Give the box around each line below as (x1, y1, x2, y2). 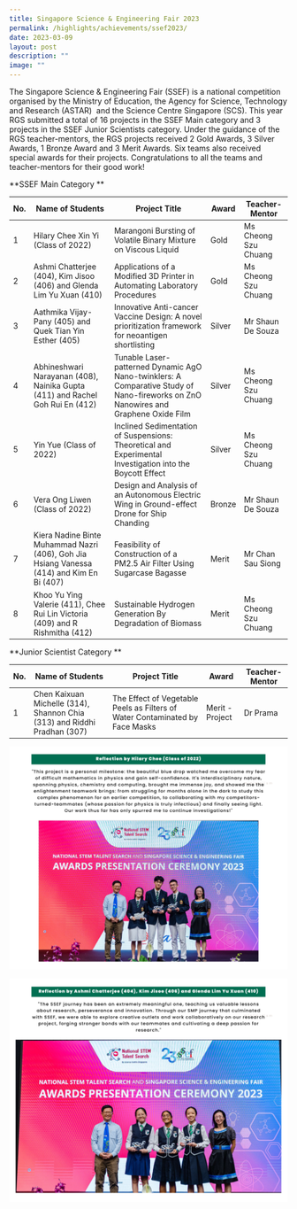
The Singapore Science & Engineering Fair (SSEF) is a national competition (9, 87, 281, 97)
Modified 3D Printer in (113, 271, 194, 281)
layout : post (9, 43, 57, 51)
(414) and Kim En (34, 568, 99, 578)
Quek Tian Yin (34, 325, 85, 336)
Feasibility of (113, 539, 161, 550)
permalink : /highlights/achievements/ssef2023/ (9, 23, 188, 33)
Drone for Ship (113, 508, 168, 518)
